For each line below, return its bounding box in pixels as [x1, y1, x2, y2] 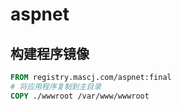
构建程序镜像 [10, 45, 90, 62]
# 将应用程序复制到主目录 [10, 81, 102, 92]
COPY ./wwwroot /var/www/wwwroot [10, 91, 150, 101]
